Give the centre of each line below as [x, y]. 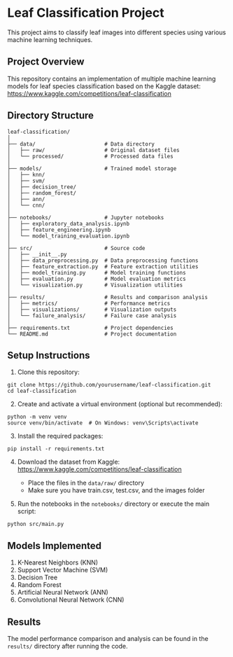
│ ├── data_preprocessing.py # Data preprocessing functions [103, 261]
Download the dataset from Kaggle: [69, 462]
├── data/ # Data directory [81, 144]
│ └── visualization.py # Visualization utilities [95, 285]
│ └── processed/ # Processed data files [90, 156]
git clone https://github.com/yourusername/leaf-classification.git [109, 385]
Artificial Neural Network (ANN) [63, 593]
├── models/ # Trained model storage [92, 168]
